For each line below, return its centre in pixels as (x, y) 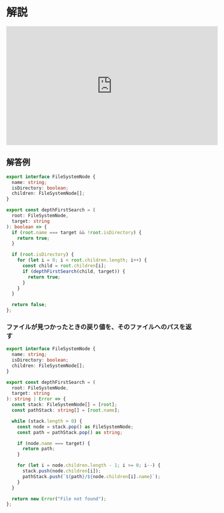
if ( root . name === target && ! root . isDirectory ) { (77, 232)
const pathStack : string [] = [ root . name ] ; (66, 410)
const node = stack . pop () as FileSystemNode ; (75, 427)
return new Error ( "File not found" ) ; (59, 499)
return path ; (39, 449)
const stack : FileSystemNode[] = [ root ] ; (65, 405)
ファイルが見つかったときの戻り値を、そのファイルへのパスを (96, 327)
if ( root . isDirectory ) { (43, 255)
